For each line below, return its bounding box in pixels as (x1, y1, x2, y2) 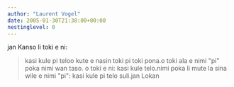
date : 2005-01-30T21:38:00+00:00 (7, 17, 106, 24)
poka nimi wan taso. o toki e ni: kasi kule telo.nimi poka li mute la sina (24, 64, 227, 73)
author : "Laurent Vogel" (7, 10, 81, 18)
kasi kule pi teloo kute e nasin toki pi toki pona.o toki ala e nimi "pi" (24, 57, 220, 65)
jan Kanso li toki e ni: (7, 43, 68, 52)
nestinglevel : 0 (7, 23, 55, 30)
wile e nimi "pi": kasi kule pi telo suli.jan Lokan (24, 71, 160, 80)
